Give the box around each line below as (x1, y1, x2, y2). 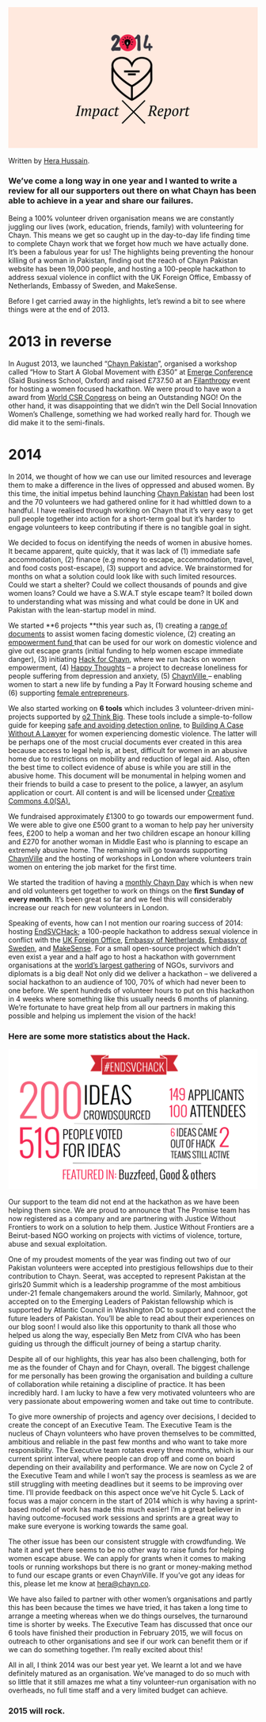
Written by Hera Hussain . (8, 156, 90, 165)
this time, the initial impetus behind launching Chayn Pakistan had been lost (8, 488, 255, 498)
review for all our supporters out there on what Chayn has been (8, 186, 256, 197)
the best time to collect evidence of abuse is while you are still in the (8, 762, 231, 772)
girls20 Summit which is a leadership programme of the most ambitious (8, 1279, 241, 1289)
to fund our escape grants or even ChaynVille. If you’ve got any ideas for (8, 1570, 245, 1580)
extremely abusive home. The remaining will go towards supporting (8, 845, 228, 855)
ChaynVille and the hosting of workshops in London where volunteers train (8, 853, 252, 863)
